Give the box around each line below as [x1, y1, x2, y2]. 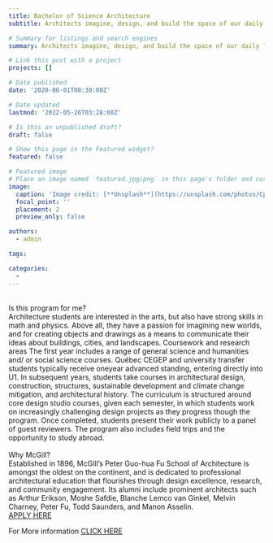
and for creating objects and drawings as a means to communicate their [8, 328, 249, 338]
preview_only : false [15, 213, 85, 221]
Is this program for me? [8, 302, 87, 313]
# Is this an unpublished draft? [8, 123, 122, 131]
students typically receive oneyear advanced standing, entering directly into [8, 363, 263, 373]
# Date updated [8, 101, 60, 109]
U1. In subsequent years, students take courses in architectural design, [8, 371, 246, 382]
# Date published [8, 79, 67, 87]
